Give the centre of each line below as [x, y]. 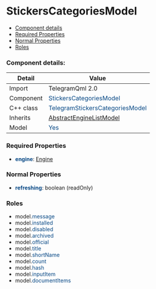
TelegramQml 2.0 [73, 89]
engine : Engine [34, 159]
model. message [35, 217]
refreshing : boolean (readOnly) [54, 188]
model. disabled [34, 229]
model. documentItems [43, 281]
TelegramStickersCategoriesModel [98, 108]
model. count [31, 261]
